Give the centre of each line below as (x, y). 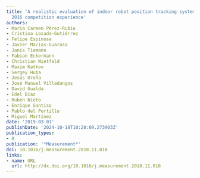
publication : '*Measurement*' (44, 144)
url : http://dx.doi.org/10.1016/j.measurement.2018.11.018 (86, 166)
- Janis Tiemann (26, 50)
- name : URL (21, 161)
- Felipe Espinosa (29, 39)
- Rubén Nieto (24, 100)
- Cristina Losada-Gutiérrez (42, 34)
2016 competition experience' (49, 17)
